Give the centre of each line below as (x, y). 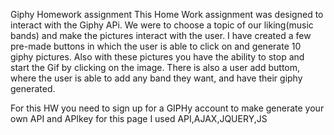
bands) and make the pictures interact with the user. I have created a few (161, 35)
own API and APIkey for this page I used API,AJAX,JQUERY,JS (139, 118)
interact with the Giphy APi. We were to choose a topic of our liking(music (162, 25)
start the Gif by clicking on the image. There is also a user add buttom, (155, 67)
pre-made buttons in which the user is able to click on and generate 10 (156, 46)
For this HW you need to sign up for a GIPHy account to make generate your (167, 108)
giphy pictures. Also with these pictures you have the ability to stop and (157, 57)
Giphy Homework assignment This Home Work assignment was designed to (167, 14)
